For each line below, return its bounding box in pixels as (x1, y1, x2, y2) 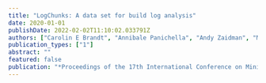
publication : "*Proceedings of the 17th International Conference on (8, 63, 243, 71)
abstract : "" (8, 48, 51, 56)
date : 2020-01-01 (8, 19, 66, 27)
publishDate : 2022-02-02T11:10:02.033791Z (8, 26, 150, 34)
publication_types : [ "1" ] (8, 41, 93, 49)
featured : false (8, 56, 62, 64)
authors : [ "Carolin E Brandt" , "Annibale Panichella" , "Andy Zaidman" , (8, 33, 249, 42)
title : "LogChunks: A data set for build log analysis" (8, 11, 196, 20)
